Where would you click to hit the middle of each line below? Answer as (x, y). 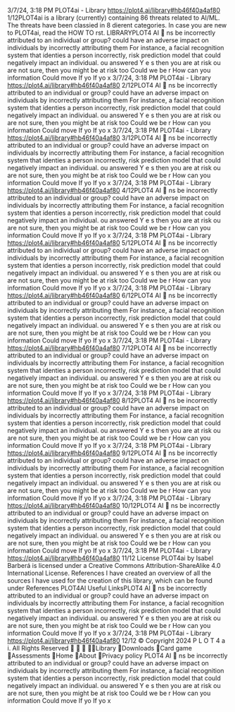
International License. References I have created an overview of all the (109, 573)
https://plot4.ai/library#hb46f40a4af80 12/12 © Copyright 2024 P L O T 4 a (116, 641)
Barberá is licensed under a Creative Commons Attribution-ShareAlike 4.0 (114, 565)
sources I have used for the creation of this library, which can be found (110, 581)
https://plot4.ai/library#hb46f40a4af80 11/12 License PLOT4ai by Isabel (110, 558)
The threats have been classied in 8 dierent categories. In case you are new (117, 25)
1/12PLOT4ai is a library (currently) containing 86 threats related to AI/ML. (114, 18)
